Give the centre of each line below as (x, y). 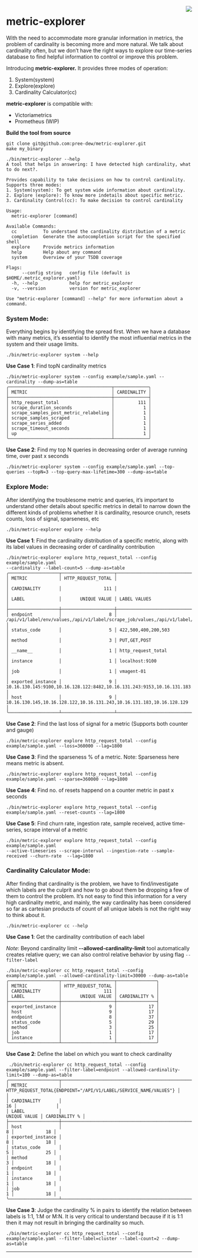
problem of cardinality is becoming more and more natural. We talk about (95, 44)
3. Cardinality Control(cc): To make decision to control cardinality (95, 200)
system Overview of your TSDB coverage (67, 257)
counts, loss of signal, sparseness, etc (53, 519)
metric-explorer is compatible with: (49, 103)
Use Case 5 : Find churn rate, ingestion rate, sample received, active (89, 823)
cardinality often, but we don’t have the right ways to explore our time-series (99, 50)
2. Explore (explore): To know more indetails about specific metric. (95, 195)
